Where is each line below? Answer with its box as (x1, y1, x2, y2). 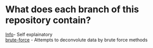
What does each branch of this (5, 4, 140, 15)
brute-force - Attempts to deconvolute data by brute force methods (5, 37, 148, 43)
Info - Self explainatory (5, 31, 53, 37)
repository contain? (5, 14, 91, 26)
